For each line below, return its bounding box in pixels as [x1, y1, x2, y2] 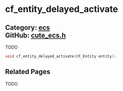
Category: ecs [5, 23, 51, 32]
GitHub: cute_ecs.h [5, 31, 66, 39]
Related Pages [5, 68, 51, 76]
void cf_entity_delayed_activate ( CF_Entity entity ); [5, 54, 117, 59]
